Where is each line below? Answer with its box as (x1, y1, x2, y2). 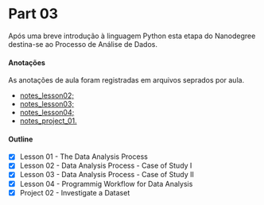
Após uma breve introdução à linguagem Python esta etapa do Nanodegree (8, 31, 256, 41)
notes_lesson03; (19, 99, 75, 109)
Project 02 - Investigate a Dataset (19, 188, 130, 197)
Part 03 (8, 5, 58, 23)
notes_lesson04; (19, 108, 75, 118)
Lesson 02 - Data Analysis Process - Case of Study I (19, 161, 192, 171)
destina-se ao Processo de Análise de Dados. (8, 39, 157, 48)
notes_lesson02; (19, 91, 74, 100)
